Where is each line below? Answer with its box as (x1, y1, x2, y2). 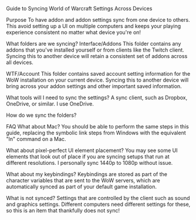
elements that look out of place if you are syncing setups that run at (6, 153, 170, 160)
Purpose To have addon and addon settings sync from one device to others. (6, 16, 190, 23)
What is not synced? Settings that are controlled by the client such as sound (6, 195, 190, 201)
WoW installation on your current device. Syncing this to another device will (6, 76, 189, 83)
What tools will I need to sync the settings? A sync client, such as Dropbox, (6, 94, 188, 101)
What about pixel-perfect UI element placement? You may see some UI (6, 147, 178, 154)
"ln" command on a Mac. (6, 136, 66, 143)
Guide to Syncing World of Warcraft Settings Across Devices (6, 5, 153, 12)
